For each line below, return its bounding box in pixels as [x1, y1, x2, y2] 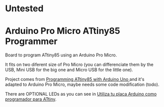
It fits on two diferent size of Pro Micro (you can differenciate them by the [5, 62, 154, 68]
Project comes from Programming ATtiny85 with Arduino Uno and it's [5, 77, 145, 82]
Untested [5, 3, 44, 14]
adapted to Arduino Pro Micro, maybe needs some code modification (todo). [5, 81, 160, 87]
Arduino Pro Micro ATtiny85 [5, 26, 120, 37]
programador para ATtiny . [5, 96, 57, 102]
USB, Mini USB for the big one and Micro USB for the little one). [5, 67, 134, 73]
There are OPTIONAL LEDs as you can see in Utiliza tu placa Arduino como [5, 91, 157, 97]
